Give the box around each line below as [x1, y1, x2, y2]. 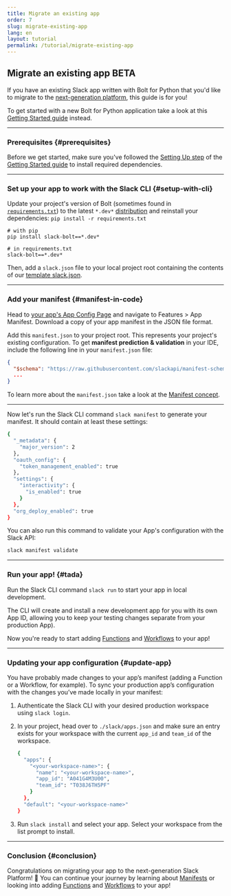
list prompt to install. [16, 827, 75, 835]
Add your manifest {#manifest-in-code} [7, 295, 143, 304]
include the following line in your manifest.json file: [7, 345, 153, 354]
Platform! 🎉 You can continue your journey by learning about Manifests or [7, 873, 215, 882]
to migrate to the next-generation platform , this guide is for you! [7, 93, 188, 101]
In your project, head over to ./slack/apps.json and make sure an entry [16, 722, 221, 730]
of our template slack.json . [7, 271, 82, 279]
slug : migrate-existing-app [7, 23, 88, 30]
